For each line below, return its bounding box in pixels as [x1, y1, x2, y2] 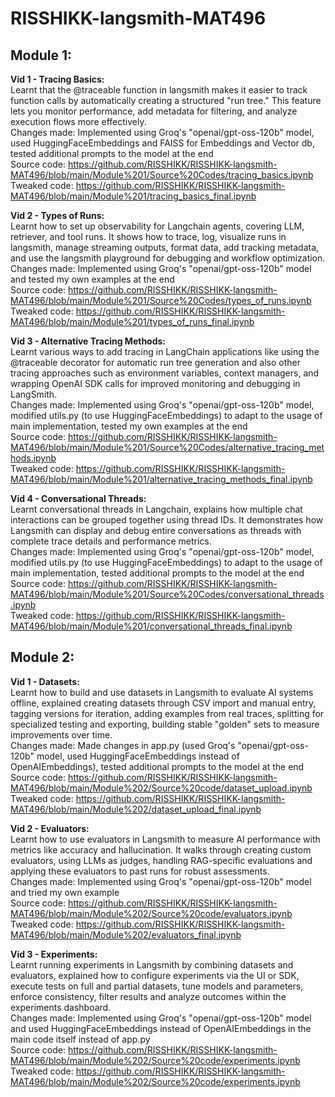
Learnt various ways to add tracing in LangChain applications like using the [10, 346, 320, 357]
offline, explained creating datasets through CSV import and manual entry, [10, 697, 317, 709]
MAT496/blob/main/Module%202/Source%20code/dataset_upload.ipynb [10, 782, 313, 794]
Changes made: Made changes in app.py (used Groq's [10, 739, 236, 751]
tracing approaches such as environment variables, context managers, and [10, 367, 320, 379]
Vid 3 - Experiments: [10, 948, 98, 960]
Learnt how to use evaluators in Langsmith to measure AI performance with [10, 833, 321, 845]
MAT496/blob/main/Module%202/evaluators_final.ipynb [10, 928, 242, 941]
